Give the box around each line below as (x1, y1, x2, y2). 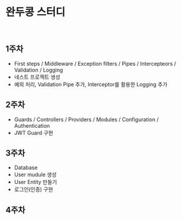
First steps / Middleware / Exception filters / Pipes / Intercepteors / (14, 60, 177, 67)
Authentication (14, 122, 50, 129)
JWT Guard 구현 (14, 129, 54, 136)
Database (14, 164, 38, 172)
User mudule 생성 (14, 171, 57, 178)
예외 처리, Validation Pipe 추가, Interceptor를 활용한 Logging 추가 (14, 80, 168, 88)
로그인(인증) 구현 (14, 186, 54, 193)
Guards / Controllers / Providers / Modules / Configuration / (14, 116, 159, 123)
